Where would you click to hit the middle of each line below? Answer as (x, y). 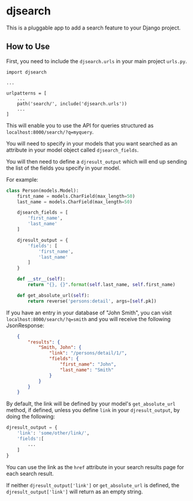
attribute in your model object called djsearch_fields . (73, 150)
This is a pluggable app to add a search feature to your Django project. (94, 28)
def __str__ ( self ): (41, 279)
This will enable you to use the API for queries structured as (80, 125)
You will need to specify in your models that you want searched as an (92, 143)
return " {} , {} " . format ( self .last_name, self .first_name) (102, 284)
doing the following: (31, 417)
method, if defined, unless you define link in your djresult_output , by (93, 410)
